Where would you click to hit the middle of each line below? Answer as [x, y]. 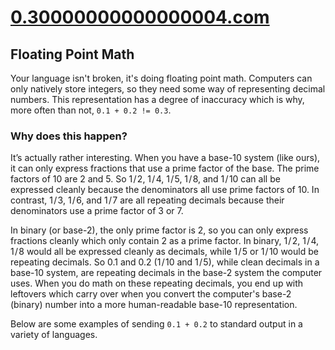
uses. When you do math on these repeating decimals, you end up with [157, 283]
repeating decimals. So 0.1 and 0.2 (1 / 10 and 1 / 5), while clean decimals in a [165, 262]
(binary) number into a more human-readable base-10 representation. [154, 305]
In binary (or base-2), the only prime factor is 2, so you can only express [159, 230]
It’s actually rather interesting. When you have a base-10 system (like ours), [165, 158]
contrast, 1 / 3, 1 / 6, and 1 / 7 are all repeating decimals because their [147, 200]
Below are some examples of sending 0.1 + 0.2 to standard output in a [156, 324]
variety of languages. [54, 335]
